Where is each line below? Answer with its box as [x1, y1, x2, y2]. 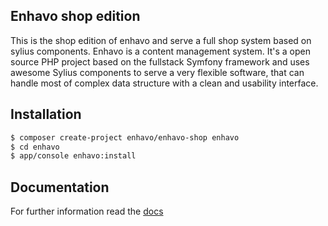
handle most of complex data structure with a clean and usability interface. [10, 77, 319, 89]
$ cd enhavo [10, 142, 60, 152]
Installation [10, 106, 82, 123]
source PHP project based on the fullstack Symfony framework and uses [10, 55, 310, 68]
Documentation [10, 179, 110, 196]
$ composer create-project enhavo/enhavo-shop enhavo [10, 132, 240, 143]
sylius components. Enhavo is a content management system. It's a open [10, 45, 311, 57]
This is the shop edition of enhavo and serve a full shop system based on [10, 34, 312, 46]
